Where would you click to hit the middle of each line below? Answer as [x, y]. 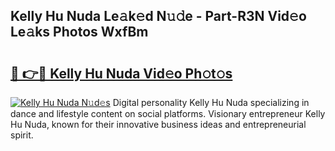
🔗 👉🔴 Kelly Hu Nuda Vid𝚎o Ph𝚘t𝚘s [121, 73]
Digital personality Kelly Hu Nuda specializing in [211, 102]
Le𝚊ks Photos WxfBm [79, 32]
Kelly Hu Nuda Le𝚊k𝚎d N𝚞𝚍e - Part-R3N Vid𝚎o [158, 16]
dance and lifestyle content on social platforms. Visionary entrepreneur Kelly [168, 113]
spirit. [22, 135]
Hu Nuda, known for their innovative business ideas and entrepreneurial [158, 124]
